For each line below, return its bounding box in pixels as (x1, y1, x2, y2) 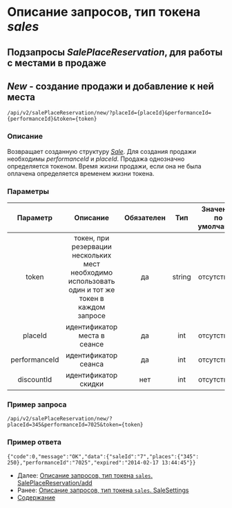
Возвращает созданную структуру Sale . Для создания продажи (7, 147, 197, 155)
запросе (77, 311, 106, 320)
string (172, 272, 191, 282)
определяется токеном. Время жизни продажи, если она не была (7, 162, 202, 170)
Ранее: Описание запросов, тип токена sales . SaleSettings (17, 486, 189, 494)
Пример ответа (7, 438, 62, 447)
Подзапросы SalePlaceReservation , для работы (7, 46, 223, 58)
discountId (17, 374, 52, 384)
